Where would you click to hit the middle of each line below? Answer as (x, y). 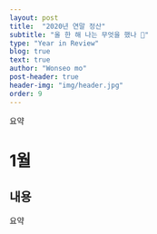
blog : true (30, 52)
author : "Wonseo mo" (49, 69)
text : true (30, 60)
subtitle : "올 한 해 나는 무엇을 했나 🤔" (79, 34)
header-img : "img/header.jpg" (67, 85)
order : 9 (26, 93)
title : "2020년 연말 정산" (58, 26)
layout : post (34, 18)
